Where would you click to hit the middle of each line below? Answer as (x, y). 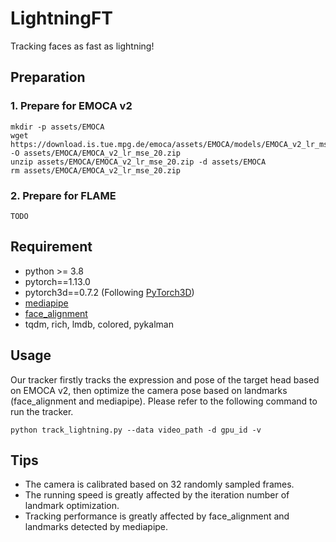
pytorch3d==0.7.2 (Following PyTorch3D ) (109, 292)
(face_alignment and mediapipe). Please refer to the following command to (164, 401)
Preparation (48, 77)
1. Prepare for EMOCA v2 (71, 106)
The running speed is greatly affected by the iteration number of (157, 495)
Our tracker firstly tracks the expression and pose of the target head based (165, 379)
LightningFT (62, 18)
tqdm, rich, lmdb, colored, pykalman (99, 324)
